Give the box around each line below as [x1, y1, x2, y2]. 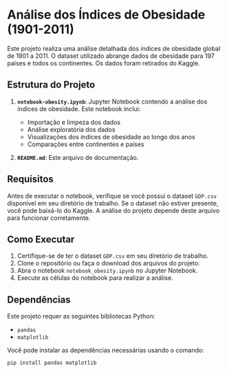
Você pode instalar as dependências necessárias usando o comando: [7, 346, 204, 354]
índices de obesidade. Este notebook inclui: [17, 104, 141, 113]
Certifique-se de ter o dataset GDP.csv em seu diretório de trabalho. [17, 252, 208, 260]
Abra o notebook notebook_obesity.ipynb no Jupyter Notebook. [17, 266, 198, 275]
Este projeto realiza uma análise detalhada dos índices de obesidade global [7, 44, 221, 52]
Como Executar [7, 233, 75, 245]
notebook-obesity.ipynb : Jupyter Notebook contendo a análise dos [17, 97, 208, 105]
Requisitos [7, 173, 54, 185]
